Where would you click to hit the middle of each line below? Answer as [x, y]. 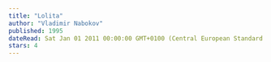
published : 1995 [36, 31]
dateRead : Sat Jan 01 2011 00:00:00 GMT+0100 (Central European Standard [136, 38]
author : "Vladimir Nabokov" [56, 23]
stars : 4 [23, 46]
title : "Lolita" [36, 16]
